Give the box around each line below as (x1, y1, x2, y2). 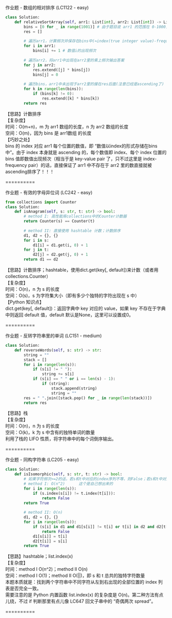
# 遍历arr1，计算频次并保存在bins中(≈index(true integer (24, 39, 138, 44)
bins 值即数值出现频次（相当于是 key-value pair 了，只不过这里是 (5, 156, 142, 162)
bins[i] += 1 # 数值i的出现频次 (32, 48, 96, 53)
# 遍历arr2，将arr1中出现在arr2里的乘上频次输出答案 (24, 58, 124, 63)
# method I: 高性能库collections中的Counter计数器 (24, 214, 127, 219)
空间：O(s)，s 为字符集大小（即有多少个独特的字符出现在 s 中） (5, 292, 140, 298)
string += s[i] (41, 371, 74, 377)
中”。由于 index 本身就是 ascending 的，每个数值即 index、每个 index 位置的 (5, 149, 167, 155)
